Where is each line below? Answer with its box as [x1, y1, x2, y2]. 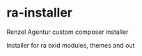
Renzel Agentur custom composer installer [6, 28, 129, 36]
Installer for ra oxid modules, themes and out [6, 41, 135, 49]
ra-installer [6, 5, 72, 21]
